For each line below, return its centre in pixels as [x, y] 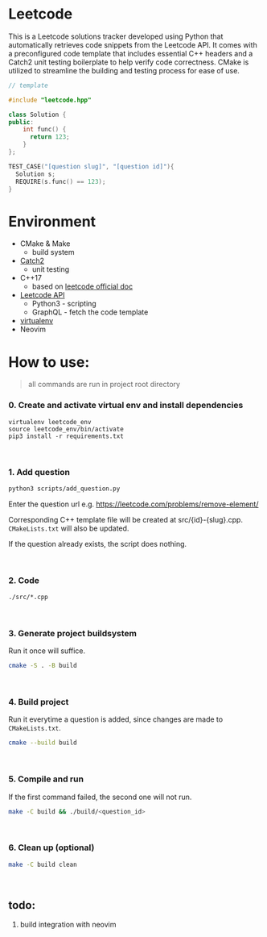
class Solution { [37, 115]
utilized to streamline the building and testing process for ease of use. [124, 70]
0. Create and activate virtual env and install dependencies [126, 406]
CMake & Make [45, 244]
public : [21, 122]
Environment [52, 221]
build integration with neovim [68, 925]
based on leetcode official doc [82, 286]
